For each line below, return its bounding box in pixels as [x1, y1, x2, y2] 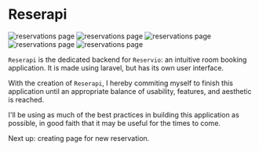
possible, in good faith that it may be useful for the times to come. [8, 118, 221, 128]
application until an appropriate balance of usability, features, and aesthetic [8, 86, 252, 95]
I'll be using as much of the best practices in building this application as [8, 110, 239, 119]
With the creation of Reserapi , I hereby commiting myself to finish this [8, 78, 234, 88]
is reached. [8, 95, 45, 104]
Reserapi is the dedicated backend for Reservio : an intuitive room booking [8, 55, 247, 64]
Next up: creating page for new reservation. [8, 133, 150, 142]
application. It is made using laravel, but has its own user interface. [8, 63, 224, 72]
